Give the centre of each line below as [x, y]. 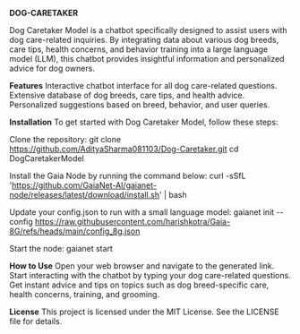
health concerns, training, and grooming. [84, 294]
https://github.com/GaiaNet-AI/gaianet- [85, 185]
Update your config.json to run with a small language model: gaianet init [142, 212]
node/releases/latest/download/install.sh [84, 195]
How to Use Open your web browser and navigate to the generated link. [142, 266]
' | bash [173, 195]
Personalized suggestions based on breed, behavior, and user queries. [140, 105]
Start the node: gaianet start [61, 248]
